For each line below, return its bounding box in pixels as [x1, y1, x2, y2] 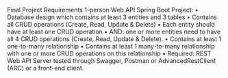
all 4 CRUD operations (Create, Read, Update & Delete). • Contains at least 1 [7, 35, 222, 43]
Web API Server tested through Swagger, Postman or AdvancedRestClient [7, 57, 216, 64]
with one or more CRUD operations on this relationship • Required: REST [7, 49, 212, 57]
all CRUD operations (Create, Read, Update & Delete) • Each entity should [7, 21, 216, 28]
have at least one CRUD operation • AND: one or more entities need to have [7, 27, 221, 36]
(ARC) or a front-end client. [7, 64, 84, 72]
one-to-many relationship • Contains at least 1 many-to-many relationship [7, 42, 215, 50]
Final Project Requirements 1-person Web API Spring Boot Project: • [7, 6, 199, 14]
